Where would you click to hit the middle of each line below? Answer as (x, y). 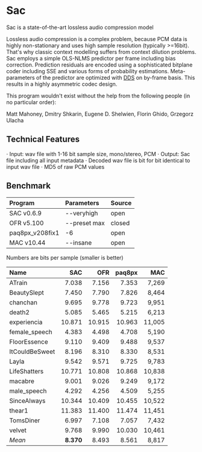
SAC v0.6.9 (26, 213)
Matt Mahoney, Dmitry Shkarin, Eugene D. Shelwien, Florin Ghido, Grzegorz (100, 114)
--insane (79, 243)
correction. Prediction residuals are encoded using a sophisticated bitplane (99, 65)
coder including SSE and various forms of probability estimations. (88, 71)
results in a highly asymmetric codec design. (62, 84)
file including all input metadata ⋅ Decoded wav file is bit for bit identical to (98, 160)
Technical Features (43, 139)
